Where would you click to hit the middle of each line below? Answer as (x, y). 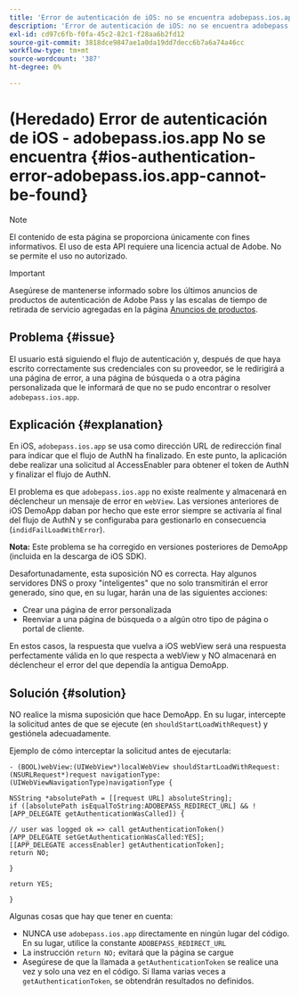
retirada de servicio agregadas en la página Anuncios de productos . (133, 309)
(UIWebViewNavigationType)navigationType (87, 783)
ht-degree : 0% (36, 68)
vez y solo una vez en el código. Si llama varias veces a (124, 972)
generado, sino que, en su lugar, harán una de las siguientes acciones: (139, 593)
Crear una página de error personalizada (97, 610)
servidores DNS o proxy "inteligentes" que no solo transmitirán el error (139, 583)
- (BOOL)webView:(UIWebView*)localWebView (89, 768)
